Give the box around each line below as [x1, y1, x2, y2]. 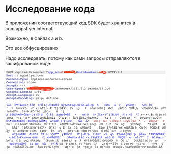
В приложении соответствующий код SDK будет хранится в [5, 20, 136, 26]
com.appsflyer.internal [5, 25, 52, 31]
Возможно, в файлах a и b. [5, 35, 64, 41]
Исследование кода [5, 3, 95, 15]
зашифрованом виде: [5, 60, 52, 66]
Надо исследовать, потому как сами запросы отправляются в [5, 55, 141, 61]
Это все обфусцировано [5, 45, 58, 51]
